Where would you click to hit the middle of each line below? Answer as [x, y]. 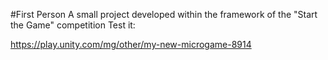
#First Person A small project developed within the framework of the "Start [164, 14]
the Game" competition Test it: [73, 25]
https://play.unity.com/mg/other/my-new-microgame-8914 [131, 44]
